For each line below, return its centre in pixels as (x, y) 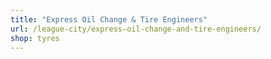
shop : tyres (35, 38)
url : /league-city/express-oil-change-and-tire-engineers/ (136, 29)
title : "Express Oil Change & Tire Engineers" (109, 19)
